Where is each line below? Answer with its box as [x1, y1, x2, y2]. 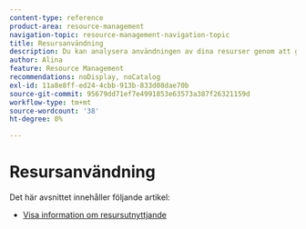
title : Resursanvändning [9, 38, 104, 48]
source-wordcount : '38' [9, 106, 100, 115]
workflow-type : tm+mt [9, 97, 92, 107]
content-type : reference [9, 13, 104, 23]
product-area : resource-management [9, 22, 145, 31]
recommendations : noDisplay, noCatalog [9, 73, 161, 82]
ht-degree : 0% [9, 114, 64, 124]
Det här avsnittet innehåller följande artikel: [9, 192, 170, 203]
